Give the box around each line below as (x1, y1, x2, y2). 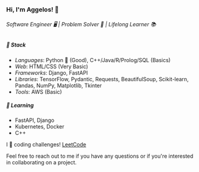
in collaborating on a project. (6, 159, 77, 166)
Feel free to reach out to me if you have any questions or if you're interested (6, 152, 194, 160)
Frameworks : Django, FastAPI (14, 69, 88, 76)
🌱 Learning (6, 102, 34, 109)
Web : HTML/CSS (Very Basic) (14, 63, 88, 70)
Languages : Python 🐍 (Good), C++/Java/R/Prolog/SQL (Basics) (14, 56, 171, 63)
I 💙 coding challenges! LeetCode (6, 141, 87, 148)
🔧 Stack (6, 41, 26, 48)
